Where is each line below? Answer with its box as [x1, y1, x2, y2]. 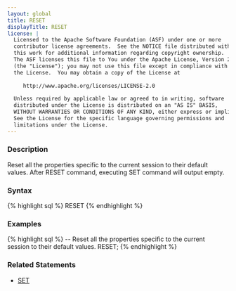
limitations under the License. [13, 121, 109, 129]
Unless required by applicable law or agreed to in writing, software [13, 96, 225, 103]
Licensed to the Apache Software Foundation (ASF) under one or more [13, 37, 221, 44]
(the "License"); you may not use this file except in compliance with [13, 63, 228, 70]
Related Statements [7, 260, 76, 270]
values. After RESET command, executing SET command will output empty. [7, 168, 225, 176]
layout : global [7, 10, 52, 18]
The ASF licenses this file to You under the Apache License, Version [13, 56, 225, 63]
